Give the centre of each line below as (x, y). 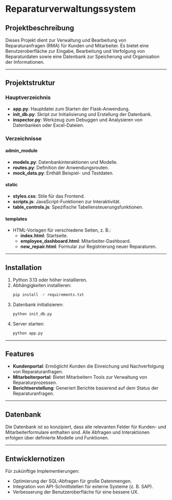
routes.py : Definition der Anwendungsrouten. (61, 167)
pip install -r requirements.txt (48, 295)
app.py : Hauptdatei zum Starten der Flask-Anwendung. (71, 109)
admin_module (21, 151)
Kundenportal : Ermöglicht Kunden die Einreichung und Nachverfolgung (88, 366)
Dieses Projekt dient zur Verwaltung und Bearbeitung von (66, 40)
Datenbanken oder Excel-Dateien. (48, 125)
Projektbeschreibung (40, 28)
